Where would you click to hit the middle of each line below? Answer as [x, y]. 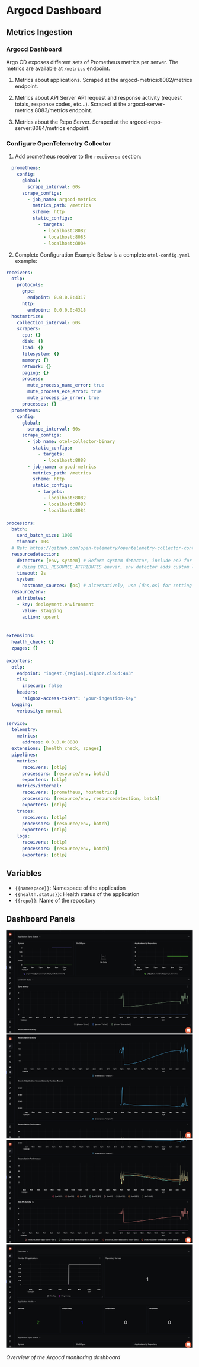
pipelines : [25, 755]
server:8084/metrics [40, 128]
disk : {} [33, 341]
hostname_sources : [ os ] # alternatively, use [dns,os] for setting [107, 586]
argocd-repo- [146, 122]
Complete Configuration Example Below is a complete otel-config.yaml [102, 254]
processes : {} [39, 404]
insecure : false [42, 686]
